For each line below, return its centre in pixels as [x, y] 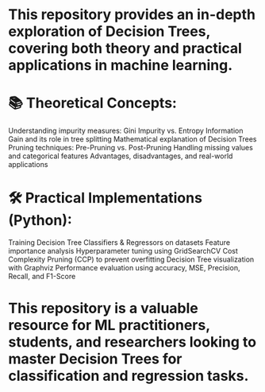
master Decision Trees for [95, 359]
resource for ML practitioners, [109, 326]
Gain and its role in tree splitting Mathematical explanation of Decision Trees [132, 139]
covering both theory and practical [125, 49]
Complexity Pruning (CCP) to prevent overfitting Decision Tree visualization [131, 259]
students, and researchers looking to [132, 342]
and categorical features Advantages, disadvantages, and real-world [121, 156]
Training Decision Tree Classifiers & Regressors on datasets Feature [119, 243]
